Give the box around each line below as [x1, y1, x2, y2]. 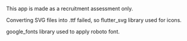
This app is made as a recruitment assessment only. [6, 5, 134, 12]
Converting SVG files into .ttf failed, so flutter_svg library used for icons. [6, 17, 182, 23]
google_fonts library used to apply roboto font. [6, 28, 120, 35]
